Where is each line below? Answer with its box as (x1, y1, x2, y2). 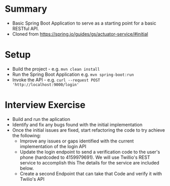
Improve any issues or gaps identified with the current (19, 138, 134, 144)
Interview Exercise (5, 99, 86, 111)
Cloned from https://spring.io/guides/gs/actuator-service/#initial (12, 31, 148, 37)
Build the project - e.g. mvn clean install (12, 66, 100, 72)
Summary (5, 3, 47, 15)
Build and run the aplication (12, 116, 70, 122)
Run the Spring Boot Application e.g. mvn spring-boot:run (12, 71, 134, 77)
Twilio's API (19, 176, 45, 182)
